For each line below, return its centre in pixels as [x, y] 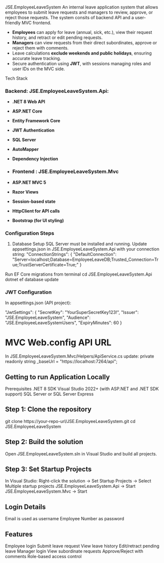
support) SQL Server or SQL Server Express [49, 394]
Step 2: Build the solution [44, 442]
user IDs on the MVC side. [38, 69]
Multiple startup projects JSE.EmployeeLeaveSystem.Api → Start [70, 486]
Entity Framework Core [36, 121]
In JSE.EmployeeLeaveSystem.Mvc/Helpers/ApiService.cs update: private [80, 356]
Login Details [25, 507]
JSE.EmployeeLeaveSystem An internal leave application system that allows [82, 7]
